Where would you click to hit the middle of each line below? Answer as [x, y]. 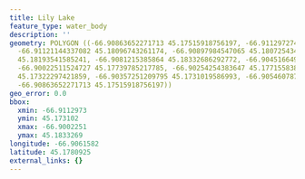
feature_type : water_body [58, 26]
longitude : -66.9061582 [54, 144]
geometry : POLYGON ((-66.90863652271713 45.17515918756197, [126, 43]
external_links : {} [46, 160]
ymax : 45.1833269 [50, 136]
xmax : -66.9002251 [53, 127]
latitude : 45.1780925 [50, 152]
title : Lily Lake [42, 18]
